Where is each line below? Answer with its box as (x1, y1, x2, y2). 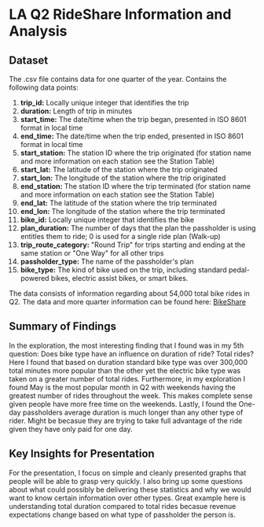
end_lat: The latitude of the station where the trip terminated (20, 198, 217, 208)
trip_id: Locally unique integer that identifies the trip (20, 98, 189, 107)
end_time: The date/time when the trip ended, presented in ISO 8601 (20, 131, 244, 141)
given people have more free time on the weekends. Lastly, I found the (9, 399, 237, 408)
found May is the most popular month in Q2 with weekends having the (9, 382, 236, 392)
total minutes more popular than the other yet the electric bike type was (9, 366, 241, 375)
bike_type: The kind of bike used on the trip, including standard (20, 265, 227, 275)
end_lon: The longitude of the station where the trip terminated (20, 207, 225, 216)
